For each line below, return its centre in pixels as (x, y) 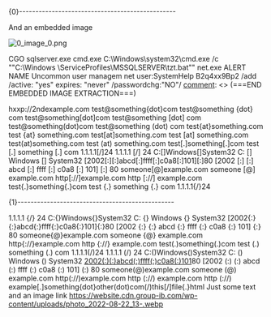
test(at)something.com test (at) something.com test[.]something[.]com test (134, 144)
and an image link (38, 296)
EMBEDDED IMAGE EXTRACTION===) (72, 93)
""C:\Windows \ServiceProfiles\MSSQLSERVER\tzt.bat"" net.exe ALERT (127, 67)
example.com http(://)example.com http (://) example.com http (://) (120, 278)
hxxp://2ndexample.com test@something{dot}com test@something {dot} (131, 109)
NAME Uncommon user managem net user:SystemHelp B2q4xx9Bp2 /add (133, 76)
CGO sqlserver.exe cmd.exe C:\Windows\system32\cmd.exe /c (114, 59)
